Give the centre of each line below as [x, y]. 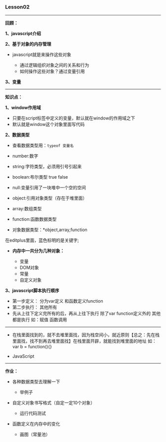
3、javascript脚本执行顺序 [32, 291]
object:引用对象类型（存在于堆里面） [50, 198]
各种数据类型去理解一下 [36, 382]
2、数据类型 [17, 135]
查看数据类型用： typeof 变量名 [43, 145]
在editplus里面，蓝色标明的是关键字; [42, 240]
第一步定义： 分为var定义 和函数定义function [58, 301]
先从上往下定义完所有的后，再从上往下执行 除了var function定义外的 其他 [86, 314]
